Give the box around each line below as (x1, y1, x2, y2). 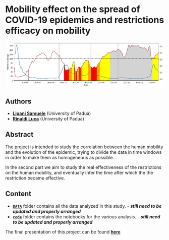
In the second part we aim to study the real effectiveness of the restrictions (5, 164, 162, 170)
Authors (5, 97, 32, 105)
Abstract (5, 130, 34, 139)
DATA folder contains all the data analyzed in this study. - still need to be (12, 203, 162, 209)
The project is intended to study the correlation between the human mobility (5, 144, 163, 150)
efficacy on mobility (5, 25, 91, 36)
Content (5, 190, 32, 198)
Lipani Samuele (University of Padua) (12, 110, 91, 116)
